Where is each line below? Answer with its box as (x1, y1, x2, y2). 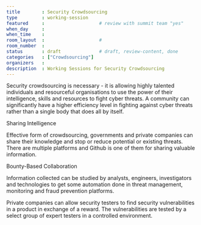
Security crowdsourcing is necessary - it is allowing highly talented (6, 82, 175, 89)
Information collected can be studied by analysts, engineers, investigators (6, 175, 192, 182)
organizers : (6, 60, 45, 66)
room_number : (6, 43, 45, 49)
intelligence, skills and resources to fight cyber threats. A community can (6, 95, 190, 102)
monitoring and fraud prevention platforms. (6, 187, 115, 195)
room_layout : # (6, 37, 102, 43)
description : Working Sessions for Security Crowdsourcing (6, 65, 165, 72)
